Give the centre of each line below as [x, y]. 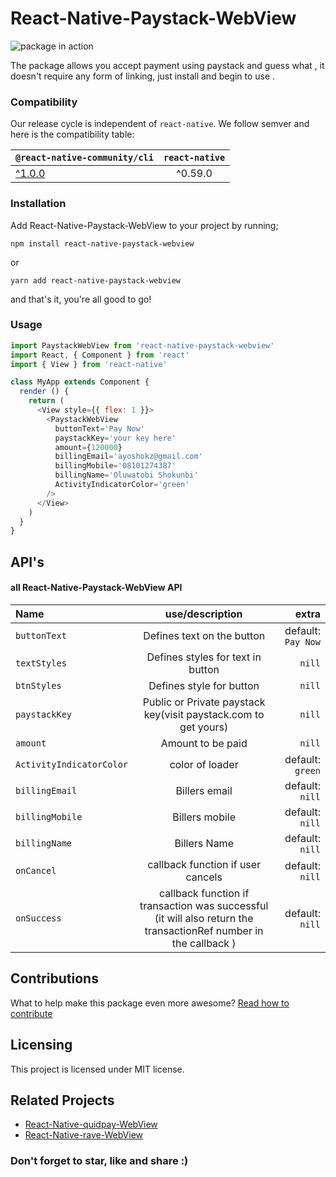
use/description [203, 614]
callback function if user [204, 864]
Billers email [204, 790]
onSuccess [38, 918]
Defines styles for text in [204, 657]
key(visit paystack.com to [204, 714]
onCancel [36, 870]
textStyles [41, 663]
